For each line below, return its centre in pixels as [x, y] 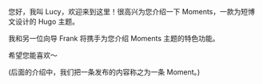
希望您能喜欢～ [33, 55]
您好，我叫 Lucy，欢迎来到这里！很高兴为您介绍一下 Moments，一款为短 [128, 11]
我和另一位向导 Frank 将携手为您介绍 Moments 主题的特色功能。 [114, 38]
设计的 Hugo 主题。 [47, 21]
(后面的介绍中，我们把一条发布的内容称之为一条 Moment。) [104, 72]
